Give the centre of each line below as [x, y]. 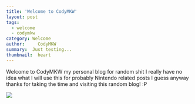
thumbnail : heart [28, 55]
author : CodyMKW [31, 44]
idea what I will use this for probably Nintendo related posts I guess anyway [97, 78]
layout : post [22, 17]
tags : [13, 22]
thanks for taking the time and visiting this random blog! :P [77, 84]
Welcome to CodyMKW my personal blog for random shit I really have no [94, 71]
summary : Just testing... [39, 50]
